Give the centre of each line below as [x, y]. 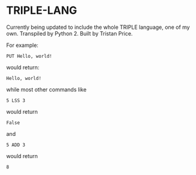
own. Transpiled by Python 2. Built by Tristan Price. [70, 33]
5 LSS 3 [16, 100]
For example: [23, 45]
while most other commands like [47, 89]
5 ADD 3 [16, 145]
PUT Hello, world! [29, 56]
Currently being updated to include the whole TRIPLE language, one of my [98, 27]
